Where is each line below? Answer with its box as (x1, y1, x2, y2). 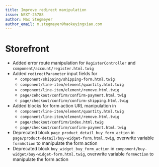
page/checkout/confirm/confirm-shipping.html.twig (20, 98, 129, 103)
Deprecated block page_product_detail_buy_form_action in (12, 130, 135, 136)
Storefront (5, 43, 49, 54)
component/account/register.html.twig (12, 66, 94, 71)
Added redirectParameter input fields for (12, 71, 98, 77)
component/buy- (115, 147, 147, 152)
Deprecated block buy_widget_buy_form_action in (12, 146, 115, 152)
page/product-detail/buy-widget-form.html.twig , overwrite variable (12, 135, 154, 141)
